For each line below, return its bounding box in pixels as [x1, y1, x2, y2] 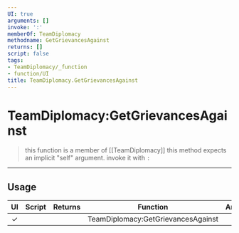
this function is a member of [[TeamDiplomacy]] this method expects [24, 146, 227, 155]
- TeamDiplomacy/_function [7, 63, 87, 71]
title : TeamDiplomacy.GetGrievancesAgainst [7, 76, 139, 84]
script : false [7, 51, 50, 58]
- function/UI [7, 70, 50, 77]
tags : [7, 57, 23, 64]
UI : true [7, 10, 33, 18]
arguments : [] [7, 17, 50, 24]
